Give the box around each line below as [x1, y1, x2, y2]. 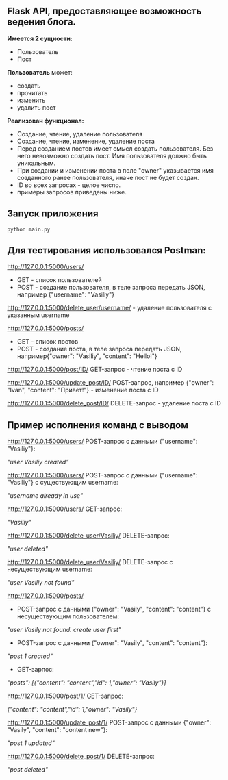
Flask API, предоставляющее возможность [7, 5, 202, 17]
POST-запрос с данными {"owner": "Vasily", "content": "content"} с [16, 605, 211, 614]
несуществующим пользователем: [16, 612, 120, 620]
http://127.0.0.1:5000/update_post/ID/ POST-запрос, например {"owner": [7, 379, 214, 387]
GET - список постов [16, 338, 79, 346]
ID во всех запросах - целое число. [16, 181, 121, 189]
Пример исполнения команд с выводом [7, 419, 188, 431]
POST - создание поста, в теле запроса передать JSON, [16, 345, 182, 353]
